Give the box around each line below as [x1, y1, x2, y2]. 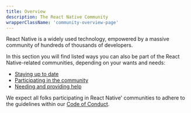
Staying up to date [14, 71, 59, 78]
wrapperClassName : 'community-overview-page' [6, 19, 119, 25]
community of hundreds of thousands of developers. [6, 42, 133, 49]
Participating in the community [14, 77, 89, 84]
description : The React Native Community [6, 14, 109, 20]
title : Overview [6, 8, 46, 15]
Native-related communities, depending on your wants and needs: [6, 59, 165, 66]
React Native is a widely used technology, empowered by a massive [6, 36, 169, 43]
